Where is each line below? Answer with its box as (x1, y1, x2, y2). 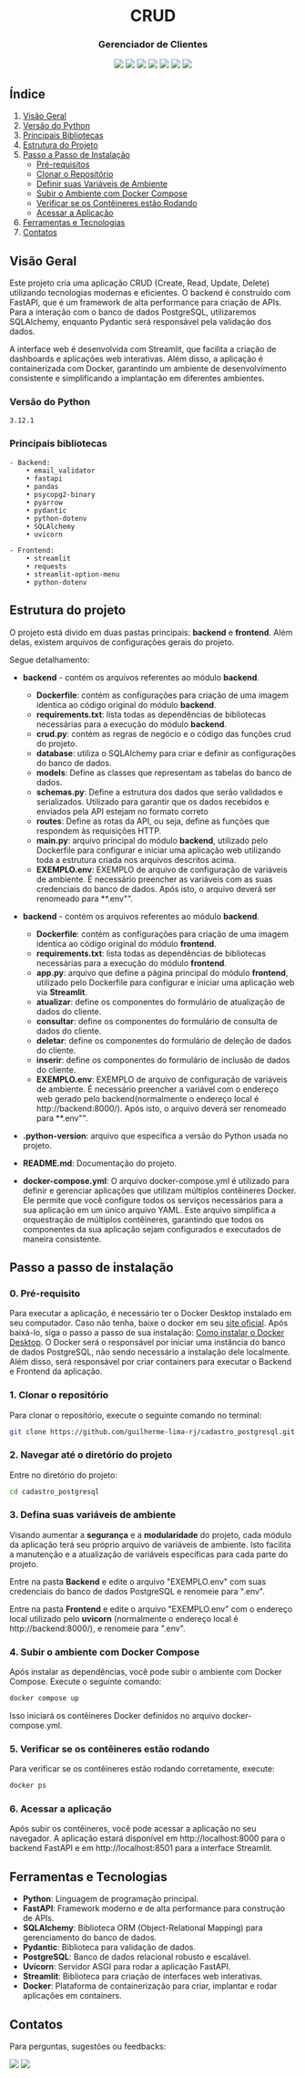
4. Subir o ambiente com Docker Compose (9, 1646, 200, 1658)
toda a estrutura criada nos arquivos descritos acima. (36, 854, 237, 865)
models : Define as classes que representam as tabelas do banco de (36, 767, 292, 778)
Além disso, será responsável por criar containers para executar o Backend (9, 1356, 292, 1367)
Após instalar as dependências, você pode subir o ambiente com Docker (9, 1667, 282, 1678)
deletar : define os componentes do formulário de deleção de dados (36, 1034, 291, 1045)
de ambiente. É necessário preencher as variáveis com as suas (36, 873, 273, 885)
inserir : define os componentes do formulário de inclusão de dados (36, 1055, 290, 1065)
